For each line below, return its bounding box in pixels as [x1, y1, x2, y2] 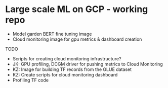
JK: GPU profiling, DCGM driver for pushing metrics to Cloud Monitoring [12, 61, 163, 67]
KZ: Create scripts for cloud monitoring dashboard [12, 71, 118, 77]
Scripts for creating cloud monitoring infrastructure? [12, 55, 121, 61]
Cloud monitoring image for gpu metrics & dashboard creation [12, 36, 142, 42]
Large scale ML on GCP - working [5, 4, 148, 15]
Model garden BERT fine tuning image [12, 31, 92, 37]
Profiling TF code [12, 77, 49, 83]
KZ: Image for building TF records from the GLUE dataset [12, 66, 132, 72]
